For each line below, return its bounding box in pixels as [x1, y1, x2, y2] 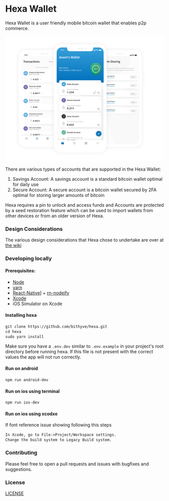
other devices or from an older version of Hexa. [5, 213, 104, 219]
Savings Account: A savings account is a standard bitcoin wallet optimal [12, 176, 163, 182]
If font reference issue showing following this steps [5, 422, 112, 428]
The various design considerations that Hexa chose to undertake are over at [5, 237, 164, 243]
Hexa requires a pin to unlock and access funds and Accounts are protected [5, 202, 164, 208]
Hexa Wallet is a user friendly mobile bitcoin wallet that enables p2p [5, 20, 147, 26]
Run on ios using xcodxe [5, 411, 58, 417]
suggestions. [5, 466, 32, 472]
